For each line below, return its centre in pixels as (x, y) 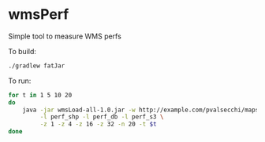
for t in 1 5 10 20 (40, 95)
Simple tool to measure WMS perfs (65, 36)
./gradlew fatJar (37, 66)
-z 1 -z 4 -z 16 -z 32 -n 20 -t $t (98, 124)
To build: (22, 51)
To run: (20, 81)
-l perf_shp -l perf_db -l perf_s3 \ (102, 117)
